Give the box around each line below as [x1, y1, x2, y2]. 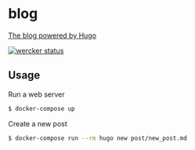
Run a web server [8, 90, 65, 99]
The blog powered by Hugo [8, 31, 96, 40]
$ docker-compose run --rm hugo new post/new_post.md [8, 134, 188, 142]
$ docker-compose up [8, 104, 76, 112]
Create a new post [8, 119, 68, 128]
